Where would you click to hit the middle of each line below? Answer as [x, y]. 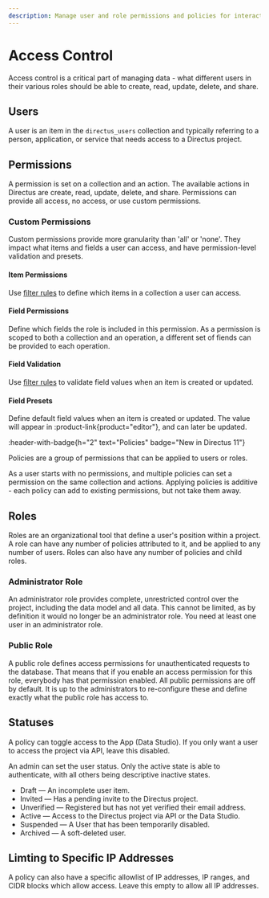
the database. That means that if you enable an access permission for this [130, 671]
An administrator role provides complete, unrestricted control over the [123, 599]
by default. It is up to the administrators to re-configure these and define [128, 688]
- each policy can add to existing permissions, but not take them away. [125, 491]
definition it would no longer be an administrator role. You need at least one [132, 616]
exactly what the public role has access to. [79, 697]
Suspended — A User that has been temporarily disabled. [115, 824]
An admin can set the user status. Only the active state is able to [114, 766]
